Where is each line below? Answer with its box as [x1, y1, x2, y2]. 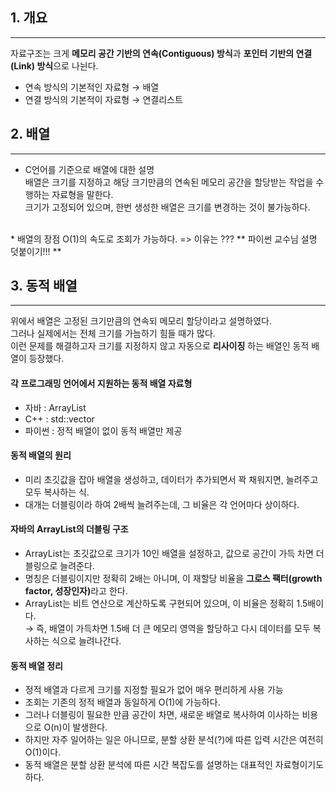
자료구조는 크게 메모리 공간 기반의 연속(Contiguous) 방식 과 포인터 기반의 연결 [10, 47, 313, 59]
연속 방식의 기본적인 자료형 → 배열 [24, 81, 160, 93]
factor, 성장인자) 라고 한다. [24, 585, 128, 597]
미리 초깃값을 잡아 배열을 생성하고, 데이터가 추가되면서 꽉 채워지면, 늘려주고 [24, 473, 319, 485]
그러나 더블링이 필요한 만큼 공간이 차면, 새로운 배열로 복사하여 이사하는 [24, 709, 300, 721]
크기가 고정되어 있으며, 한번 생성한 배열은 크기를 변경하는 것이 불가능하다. [24, 201, 311, 213]
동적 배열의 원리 [10, 449, 72, 462]
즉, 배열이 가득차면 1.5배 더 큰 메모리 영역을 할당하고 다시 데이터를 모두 [36, 623, 311, 635]
